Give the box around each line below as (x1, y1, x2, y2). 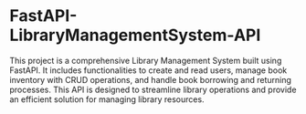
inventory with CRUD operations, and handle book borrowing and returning (9, 74, 292, 85)
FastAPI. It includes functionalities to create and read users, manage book (9, 65, 288, 76)
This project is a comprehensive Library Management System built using (9, 55, 282, 66)
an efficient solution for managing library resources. (9, 93, 205, 105)
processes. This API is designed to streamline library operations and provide (9, 84, 297, 95)
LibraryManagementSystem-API (9, 25, 261, 46)
